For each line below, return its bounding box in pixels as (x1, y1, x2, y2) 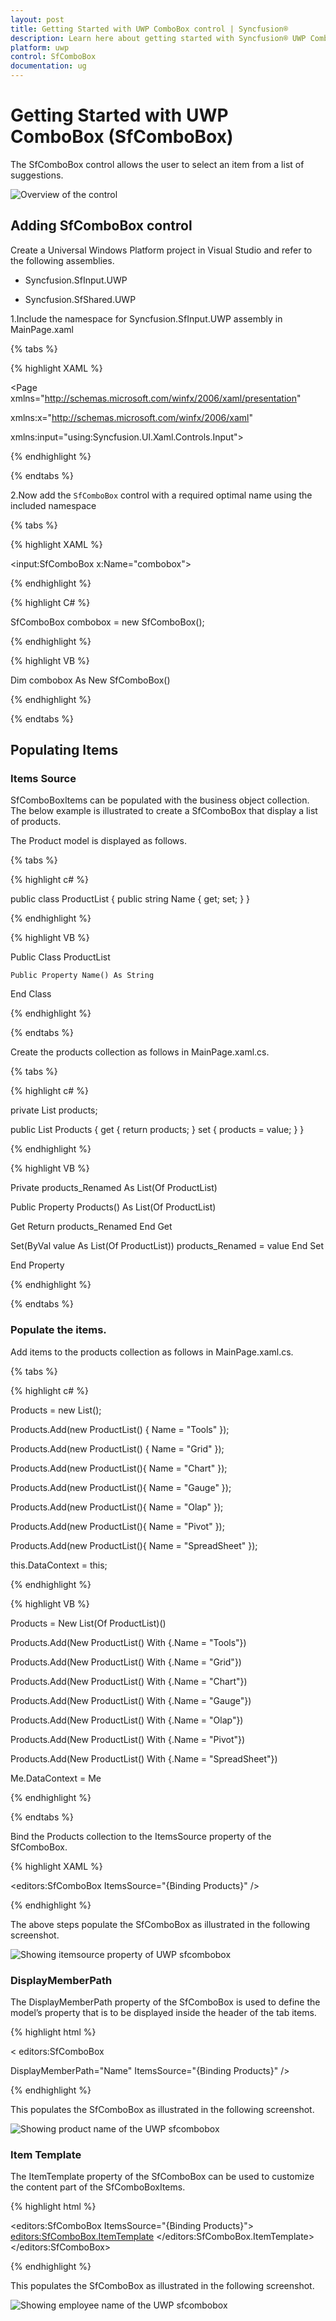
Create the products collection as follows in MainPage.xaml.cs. (10, 1046, 270, 1058)
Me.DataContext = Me (10, 1772, 102, 1784)
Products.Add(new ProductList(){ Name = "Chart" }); (10, 1462, 228, 1474)
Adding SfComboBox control (10, 217, 193, 235)
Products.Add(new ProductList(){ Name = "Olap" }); (10, 1501, 224, 1513)
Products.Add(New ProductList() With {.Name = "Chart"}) (10, 1675, 248, 1687)
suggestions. (10, 169, 64, 181)
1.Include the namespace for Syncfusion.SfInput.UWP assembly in (10, 312, 283, 325)
